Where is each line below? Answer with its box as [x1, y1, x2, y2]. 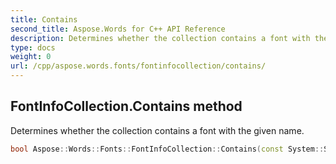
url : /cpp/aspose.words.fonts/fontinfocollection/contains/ [10, 61, 267, 71]
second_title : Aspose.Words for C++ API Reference [10, 24, 226, 34]
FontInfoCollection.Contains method [10, 98, 243, 115]
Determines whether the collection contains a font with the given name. [10, 124, 305, 136]
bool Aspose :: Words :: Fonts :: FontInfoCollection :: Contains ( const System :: [10, 144, 325, 154]
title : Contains [10, 14, 78, 25]
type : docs [10, 42, 56, 53]
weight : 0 [10, 52, 52, 62]
